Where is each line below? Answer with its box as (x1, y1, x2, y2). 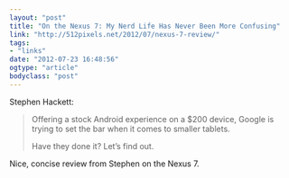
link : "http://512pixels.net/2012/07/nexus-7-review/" (9, 30, 220, 39)
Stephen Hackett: (9, 96, 74, 107)
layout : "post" (9, 13, 67, 22)
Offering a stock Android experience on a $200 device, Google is (31, 113, 275, 124)
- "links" (9, 47, 47, 56)
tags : (9, 38, 30, 48)
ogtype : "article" (9, 64, 79, 73)
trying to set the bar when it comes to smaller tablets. (31, 123, 230, 134)
